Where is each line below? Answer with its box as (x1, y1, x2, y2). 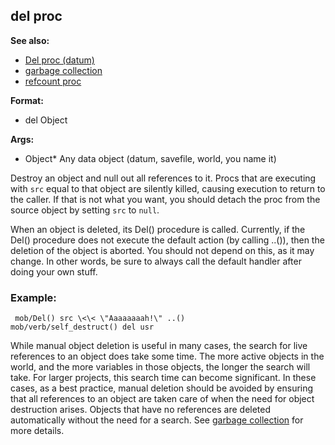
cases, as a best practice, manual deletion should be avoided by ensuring (10, 382, 314, 394)
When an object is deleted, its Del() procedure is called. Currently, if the (10, 223, 306, 235)
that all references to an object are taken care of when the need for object (10, 393, 315, 405)
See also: (10, 34, 50, 46)
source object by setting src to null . (10, 204, 160, 216)
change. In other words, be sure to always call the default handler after (10, 255, 302, 267)
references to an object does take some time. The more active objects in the (10, 350, 325, 363)
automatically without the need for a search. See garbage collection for (10, 414, 304, 426)
